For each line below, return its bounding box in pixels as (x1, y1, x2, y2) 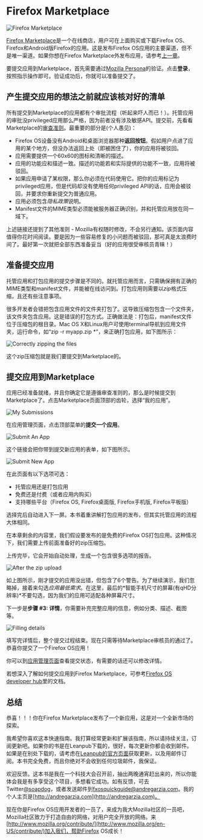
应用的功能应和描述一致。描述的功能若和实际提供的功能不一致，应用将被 (14, 159, 195, 167)
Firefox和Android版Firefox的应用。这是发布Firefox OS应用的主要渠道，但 (6, 44, 187, 51)
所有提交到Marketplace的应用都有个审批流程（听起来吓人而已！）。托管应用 (6, 109, 194, 116)
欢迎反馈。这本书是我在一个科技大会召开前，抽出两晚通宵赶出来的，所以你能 (6, 770, 197, 778)
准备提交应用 (6, 260, 54, 271)
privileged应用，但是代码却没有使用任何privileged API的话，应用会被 (14, 182, 186, 189)
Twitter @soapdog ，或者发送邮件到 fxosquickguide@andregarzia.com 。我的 (6, 786, 195, 793)
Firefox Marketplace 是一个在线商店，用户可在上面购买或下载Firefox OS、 (6, 36, 188, 44)
